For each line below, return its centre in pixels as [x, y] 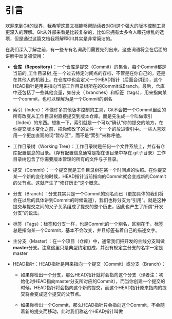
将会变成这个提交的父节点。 [54, 294]
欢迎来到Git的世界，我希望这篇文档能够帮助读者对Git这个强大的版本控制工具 [85, 26]
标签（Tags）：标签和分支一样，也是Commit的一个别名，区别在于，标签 [88, 224]
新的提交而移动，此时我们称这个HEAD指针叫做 [74, 311]
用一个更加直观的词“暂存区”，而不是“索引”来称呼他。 [69, 135]
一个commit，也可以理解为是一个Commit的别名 [63, 98]
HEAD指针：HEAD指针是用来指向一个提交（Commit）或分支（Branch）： [89, 264]
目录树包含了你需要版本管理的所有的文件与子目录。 [67, 159]
